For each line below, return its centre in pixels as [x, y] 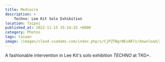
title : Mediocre [22, 10]
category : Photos [23, 32]
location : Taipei [23, 23]
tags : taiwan [18, 37]
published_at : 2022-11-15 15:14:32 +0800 [48, 28]
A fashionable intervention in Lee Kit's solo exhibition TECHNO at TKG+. [78, 55]
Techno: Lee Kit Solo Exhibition [48, 19]
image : [12, 41]
